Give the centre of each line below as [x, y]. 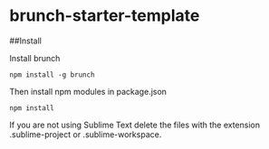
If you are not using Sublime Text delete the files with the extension [135, 125]
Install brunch [35, 58]
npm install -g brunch [52, 74]
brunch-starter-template [105, 16]
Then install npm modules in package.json [88, 91]
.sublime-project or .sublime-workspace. [86, 134]
